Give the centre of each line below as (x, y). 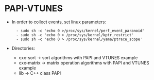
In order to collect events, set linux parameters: (59, 22)
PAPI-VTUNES (34, 8)
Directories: (23, 48)
